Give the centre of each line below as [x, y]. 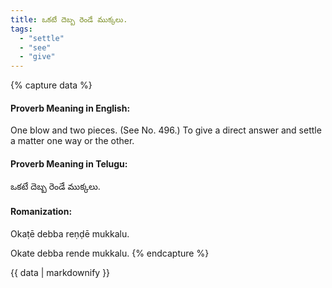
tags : [21, 29]
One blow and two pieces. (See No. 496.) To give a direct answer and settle [166, 130]
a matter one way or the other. [72, 141]
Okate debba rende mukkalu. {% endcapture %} [110, 253]
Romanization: [41, 212]
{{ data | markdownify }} [60, 272]
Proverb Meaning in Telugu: [69, 163]
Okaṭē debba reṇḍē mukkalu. [70, 233]
